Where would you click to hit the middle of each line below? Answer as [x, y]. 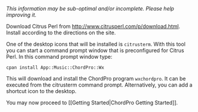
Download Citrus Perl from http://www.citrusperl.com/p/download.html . [93, 26]
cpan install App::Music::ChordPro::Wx [55, 68]
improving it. [21, 15]
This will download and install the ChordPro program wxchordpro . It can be [96, 79]
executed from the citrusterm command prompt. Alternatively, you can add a [99, 85]
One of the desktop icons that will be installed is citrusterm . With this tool [96, 44]
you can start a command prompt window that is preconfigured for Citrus [95, 50]
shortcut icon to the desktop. [41, 91]
